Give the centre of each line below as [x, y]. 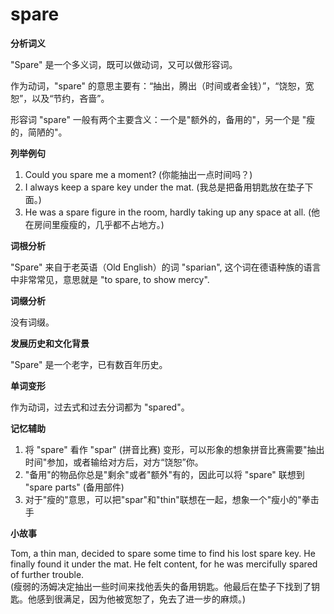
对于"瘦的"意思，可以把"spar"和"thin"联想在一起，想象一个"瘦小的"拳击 [172, 499]
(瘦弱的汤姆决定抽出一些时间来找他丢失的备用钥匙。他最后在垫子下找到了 [161, 586]
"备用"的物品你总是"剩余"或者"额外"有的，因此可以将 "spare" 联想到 [164, 474]
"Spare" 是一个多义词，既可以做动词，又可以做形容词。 [124, 64]
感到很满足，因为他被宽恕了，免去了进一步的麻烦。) [141, 599]
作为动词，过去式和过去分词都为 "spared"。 [100, 407]
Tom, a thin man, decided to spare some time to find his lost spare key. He [163, 553]
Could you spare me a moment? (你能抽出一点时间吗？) [138, 174]
